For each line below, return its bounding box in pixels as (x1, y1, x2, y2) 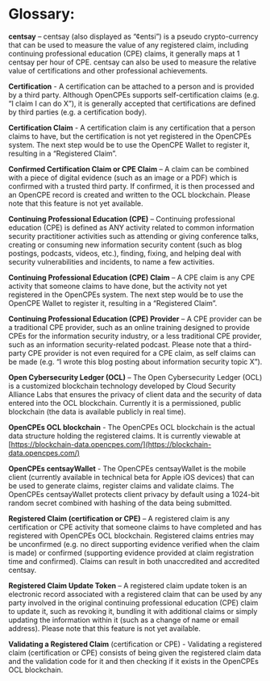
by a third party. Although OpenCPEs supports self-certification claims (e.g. (8, 90, 260, 99)
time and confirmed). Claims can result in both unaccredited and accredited (8, 556, 260, 566)
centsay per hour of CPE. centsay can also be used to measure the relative (8, 57, 256, 67)
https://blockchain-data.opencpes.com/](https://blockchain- (10, 439, 212, 449)
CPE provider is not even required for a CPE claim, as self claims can (27, 348, 256, 357)
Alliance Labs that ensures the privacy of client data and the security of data (8, 389, 262, 399)
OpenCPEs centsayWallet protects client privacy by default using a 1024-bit (8, 489, 260, 499)
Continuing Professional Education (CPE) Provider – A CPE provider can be (8, 314, 262, 324)
